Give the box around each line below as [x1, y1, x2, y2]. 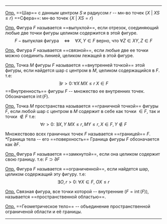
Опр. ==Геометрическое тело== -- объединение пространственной [5, 204, 151, 209]
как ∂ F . [5, 142, 21, 147]
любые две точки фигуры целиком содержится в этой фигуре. [5, 30, 138, 36]
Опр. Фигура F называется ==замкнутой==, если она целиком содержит [5, 151, 160, 157]
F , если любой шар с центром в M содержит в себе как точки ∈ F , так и [5, 109, 160, 114]
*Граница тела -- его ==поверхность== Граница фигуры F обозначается [5, 136, 160, 142]
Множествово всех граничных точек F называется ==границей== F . [5, 131, 151, 137]
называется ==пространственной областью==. [5, 194, 106, 200]
